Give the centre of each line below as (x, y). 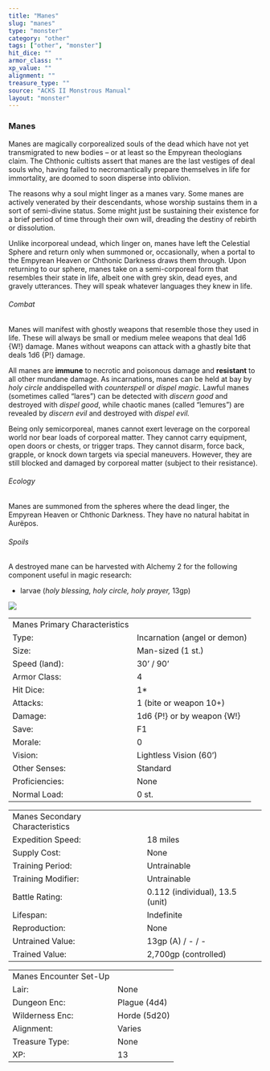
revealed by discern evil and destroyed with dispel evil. (99, 413)
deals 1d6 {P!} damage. (47, 355)
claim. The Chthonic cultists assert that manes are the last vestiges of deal (132, 161)
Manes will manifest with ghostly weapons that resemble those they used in (134, 329)
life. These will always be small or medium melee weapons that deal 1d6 (127, 338)
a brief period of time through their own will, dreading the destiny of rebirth (133, 219)
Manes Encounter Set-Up (61, 976)
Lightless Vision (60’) (177, 755)
